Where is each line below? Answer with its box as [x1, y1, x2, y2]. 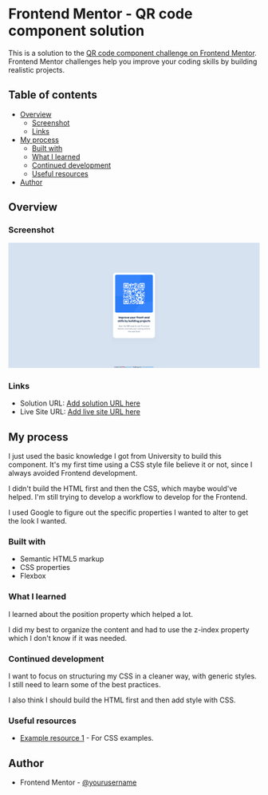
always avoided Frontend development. [8, 469, 138, 478]
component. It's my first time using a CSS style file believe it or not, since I [8, 460, 253, 469]
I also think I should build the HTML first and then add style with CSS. [8, 695, 236, 705]
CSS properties [19, 563, 70, 572]
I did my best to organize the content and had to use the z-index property [8, 624, 250, 635]
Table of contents [8, 89, 97, 102]
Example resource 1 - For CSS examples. [19, 734, 154, 743]
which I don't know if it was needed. [8, 633, 128, 643]
